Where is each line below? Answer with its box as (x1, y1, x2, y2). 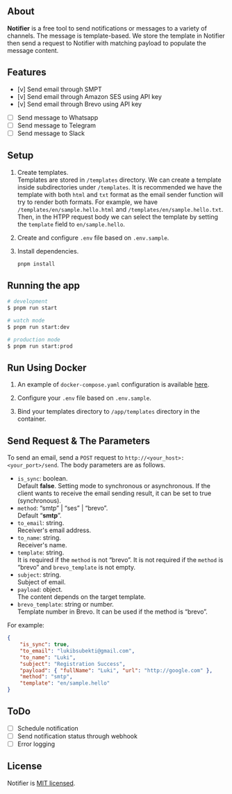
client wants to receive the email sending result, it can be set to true (17, 489, 212, 497)
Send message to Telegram (17, 121, 96, 130)
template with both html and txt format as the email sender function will (17, 190, 224, 198)
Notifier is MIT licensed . (7, 779, 76, 787)
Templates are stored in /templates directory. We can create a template (17, 176, 222, 184)
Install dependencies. (17, 247, 79, 255)
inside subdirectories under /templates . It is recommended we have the (17, 182, 222, 191)
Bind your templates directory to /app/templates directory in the (17, 407, 200, 416)
